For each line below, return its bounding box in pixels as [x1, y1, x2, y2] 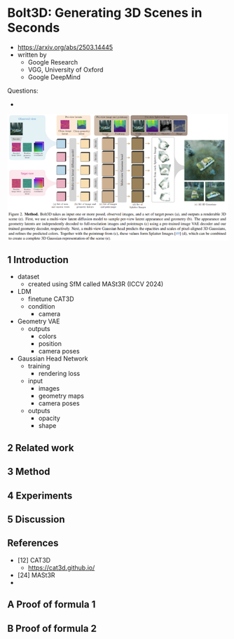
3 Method [7, 466, 50, 478]
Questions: [7, 86, 39, 95]
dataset [17, 272, 40, 281]
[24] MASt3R [17, 570, 55, 579]
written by [17, 51, 47, 59]
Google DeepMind [27, 72, 81, 81]
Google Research [27, 58, 78, 66]
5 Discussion [7, 513, 65, 525]
